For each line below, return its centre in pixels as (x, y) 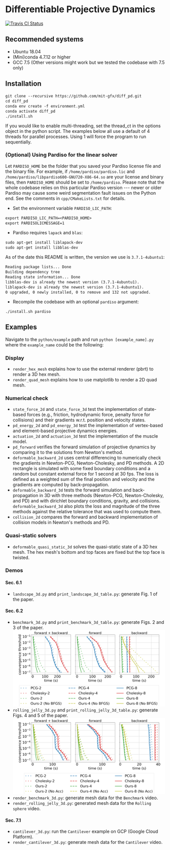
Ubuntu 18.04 (27, 51)
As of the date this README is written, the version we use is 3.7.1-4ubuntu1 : (85, 257)
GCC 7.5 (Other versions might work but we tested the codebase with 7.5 (89, 62)
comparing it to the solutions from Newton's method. (68, 452)
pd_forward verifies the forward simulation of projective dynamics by (84, 447)
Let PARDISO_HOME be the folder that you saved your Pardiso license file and (83, 166)
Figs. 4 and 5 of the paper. (40, 715)
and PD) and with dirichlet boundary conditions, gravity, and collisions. (87, 501)
